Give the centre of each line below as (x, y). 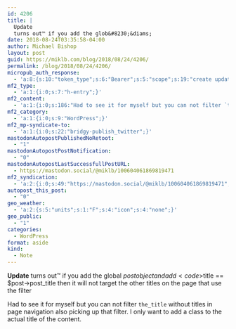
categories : (25, 229)
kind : (15, 249)
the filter (20, 290)
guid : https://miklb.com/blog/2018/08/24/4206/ (78, 60)
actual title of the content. (45, 319)
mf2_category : (28, 112)
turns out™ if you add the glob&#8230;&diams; (83, 33)
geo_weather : (26, 204)
